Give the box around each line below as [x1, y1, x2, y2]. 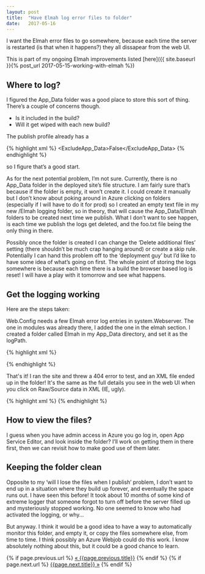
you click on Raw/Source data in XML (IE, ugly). [6, 385, 126, 393]
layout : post [6, 9, 40, 15]
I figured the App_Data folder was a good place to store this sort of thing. [6, 96, 190, 104]
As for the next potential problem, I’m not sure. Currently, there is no [6, 175, 178, 183]
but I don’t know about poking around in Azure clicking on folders [6, 194, 171, 202]
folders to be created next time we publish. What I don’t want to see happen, [6, 214, 199, 221]
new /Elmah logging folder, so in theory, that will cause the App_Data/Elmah [6, 208, 196, 215]
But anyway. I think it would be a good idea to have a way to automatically [6, 523, 192, 530]
